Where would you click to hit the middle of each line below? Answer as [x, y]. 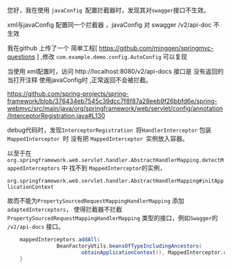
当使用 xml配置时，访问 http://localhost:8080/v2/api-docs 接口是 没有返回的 [116, 71]
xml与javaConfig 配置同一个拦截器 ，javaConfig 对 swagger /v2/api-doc [109, 25]
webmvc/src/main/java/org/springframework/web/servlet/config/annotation [115, 108]
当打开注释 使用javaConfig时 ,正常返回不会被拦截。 [79, 80]
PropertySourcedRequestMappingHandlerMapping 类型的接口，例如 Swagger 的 [113, 218]
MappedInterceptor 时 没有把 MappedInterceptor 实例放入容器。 [98, 139]
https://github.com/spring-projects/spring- [68, 94]
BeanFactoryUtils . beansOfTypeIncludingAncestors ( [129, 246]
